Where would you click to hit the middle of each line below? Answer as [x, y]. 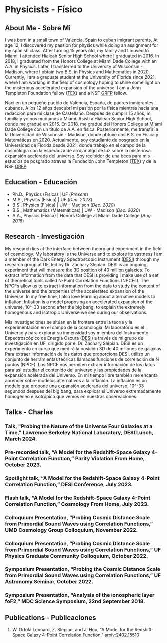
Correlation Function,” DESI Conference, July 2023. [69, 484]
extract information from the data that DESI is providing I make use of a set [82, 275]
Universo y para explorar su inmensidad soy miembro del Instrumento [77, 333]
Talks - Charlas [29, 412]
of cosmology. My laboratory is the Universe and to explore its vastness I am [84, 254]
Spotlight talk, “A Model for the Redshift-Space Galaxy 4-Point [82, 478]
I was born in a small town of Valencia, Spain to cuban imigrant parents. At [82, 40]
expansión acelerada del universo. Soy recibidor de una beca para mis [78, 156]
